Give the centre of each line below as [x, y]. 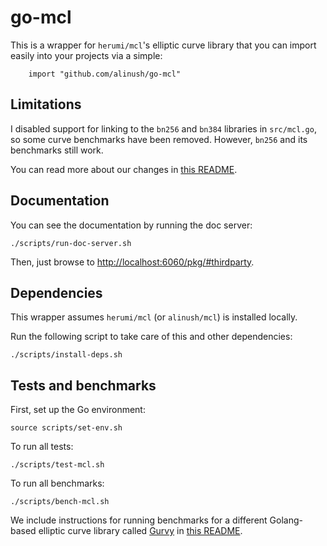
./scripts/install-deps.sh [66, 355]
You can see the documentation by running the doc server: [131, 225]
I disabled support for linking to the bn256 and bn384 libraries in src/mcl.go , [163, 128]
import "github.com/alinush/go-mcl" [105, 74]
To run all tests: [42, 447]
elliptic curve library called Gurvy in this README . [140, 531]
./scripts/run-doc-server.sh [71, 243]
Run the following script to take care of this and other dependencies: [151, 337]
